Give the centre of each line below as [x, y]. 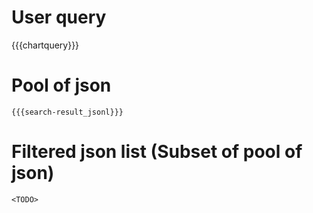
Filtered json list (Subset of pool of [157, 152]
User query [59, 17]
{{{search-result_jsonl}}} [67, 112]
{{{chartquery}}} [45, 45]
